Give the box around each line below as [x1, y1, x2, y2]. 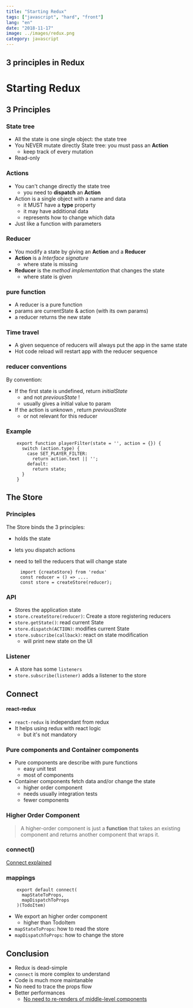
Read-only [14, 154, 40, 162]
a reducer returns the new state [14, 314, 92, 321]
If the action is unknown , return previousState [14, 406, 127, 413]
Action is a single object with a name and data [14, 195, 126, 202]
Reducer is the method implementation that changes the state [14, 267, 165, 274]
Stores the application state [14, 607, 81, 614]
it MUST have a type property [23, 201, 96, 208]
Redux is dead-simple [14, 964, 67, 971]
